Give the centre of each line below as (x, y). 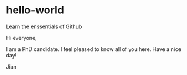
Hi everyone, (21, 37)
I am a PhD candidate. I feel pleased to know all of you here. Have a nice (93, 49)
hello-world (35, 10)
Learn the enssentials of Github (44, 26)
